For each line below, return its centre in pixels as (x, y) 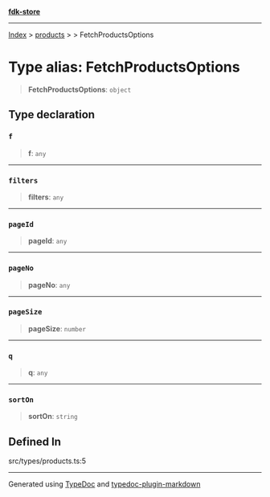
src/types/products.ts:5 (47, 461)
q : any (38, 372)
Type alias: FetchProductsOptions (124, 67)
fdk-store (25, 12)
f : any (37, 153)
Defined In (35, 442)
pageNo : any (49, 285)
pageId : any (47, 241)
